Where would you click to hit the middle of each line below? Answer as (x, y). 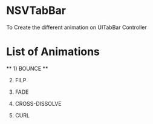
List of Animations (53, 52)
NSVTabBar (36, 11)
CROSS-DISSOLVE (38, 103)
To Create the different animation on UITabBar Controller (76, 27)
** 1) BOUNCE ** (27, 68)
